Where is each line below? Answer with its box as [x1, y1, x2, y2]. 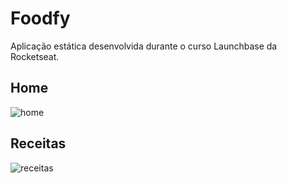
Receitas [10, 135, 67, 152]
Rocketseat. [10, 50, 60, 62]
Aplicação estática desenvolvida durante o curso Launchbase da [10, 40, 278, 52]
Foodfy [10, 7, 71, 30]
